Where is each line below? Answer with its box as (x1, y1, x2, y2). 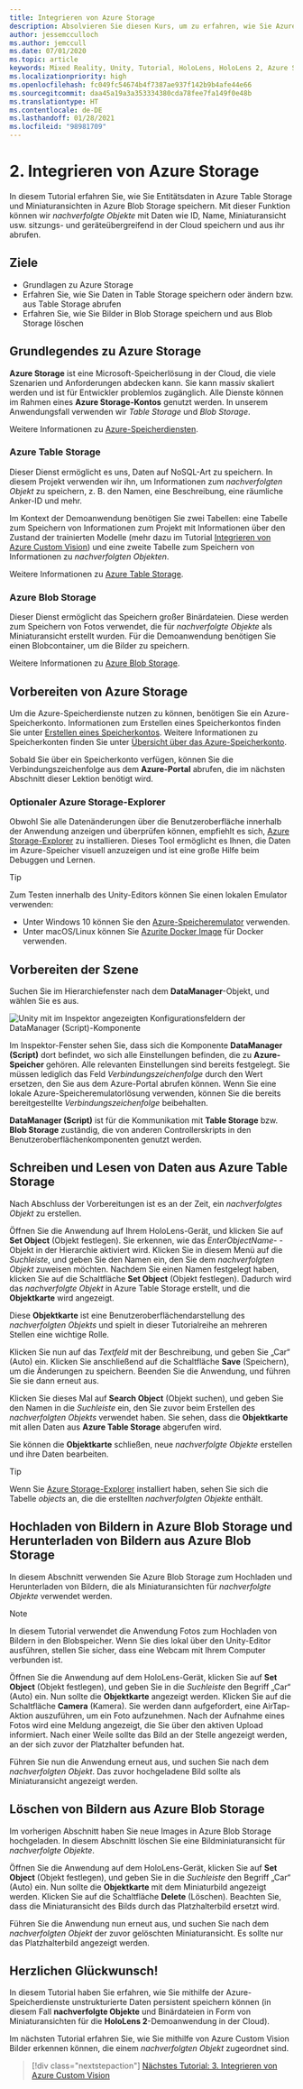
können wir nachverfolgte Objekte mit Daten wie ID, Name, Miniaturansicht (9, 209, 287, 221)
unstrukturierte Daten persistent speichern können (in (71, 1997, 271, 2008)
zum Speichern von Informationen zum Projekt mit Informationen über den (9, 522, 286, 533)
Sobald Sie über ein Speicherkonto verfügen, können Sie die (9, 754, 234, 765)
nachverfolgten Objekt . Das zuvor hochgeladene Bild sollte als (9, 1765, 241, 1777)
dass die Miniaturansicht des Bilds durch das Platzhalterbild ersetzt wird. (9, 1900, 280, 1911)
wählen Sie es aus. (9, 996, 79, 1007)
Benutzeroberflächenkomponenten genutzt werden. (9, 1134, 203, 1146)
